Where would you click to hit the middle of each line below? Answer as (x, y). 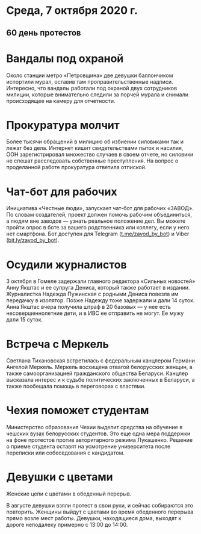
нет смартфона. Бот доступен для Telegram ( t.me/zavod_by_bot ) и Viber (98, 234)
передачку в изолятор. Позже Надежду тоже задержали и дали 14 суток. (100, 300)
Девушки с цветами (60, 477)
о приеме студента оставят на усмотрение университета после (88, 447)
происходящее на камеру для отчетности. (61, 101)
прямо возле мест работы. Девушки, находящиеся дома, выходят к (94, 518)
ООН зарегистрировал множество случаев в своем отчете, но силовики (100, 155)
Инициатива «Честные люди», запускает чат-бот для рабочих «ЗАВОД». (100, 208)
